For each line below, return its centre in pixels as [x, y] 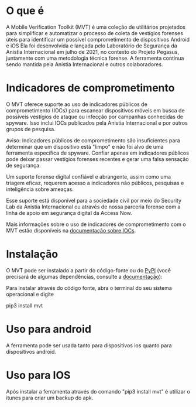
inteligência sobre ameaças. [40, 189]
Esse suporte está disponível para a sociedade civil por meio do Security [94, 200]
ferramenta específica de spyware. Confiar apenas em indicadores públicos [97, 153]
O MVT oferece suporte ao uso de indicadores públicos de [77, 104]
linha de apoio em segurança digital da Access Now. [69, 213]
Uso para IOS [38, 375]
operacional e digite [30, 294]
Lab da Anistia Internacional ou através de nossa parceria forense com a [93, 207]
